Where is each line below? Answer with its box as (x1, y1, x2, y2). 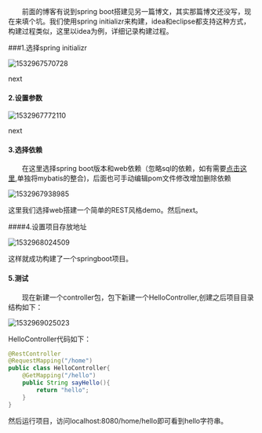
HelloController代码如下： (8, 334, 92, 344)
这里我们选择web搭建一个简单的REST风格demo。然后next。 (8, 206, 202, 215)
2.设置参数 (8, 93, 43, 102)
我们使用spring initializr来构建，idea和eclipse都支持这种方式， (49, 16, 251, 26)
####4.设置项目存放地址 (8, 222, 88, 231)
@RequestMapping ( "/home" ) (8, 357, 93, 365)
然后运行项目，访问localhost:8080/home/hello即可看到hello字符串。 (8, 416, 228, 425)
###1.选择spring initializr (8, 43, 88, 53)
